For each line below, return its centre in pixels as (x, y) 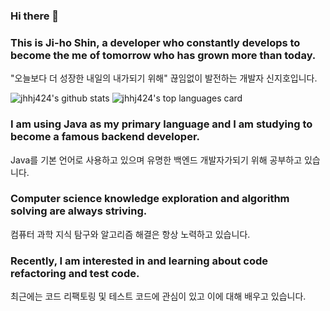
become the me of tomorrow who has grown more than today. (163, 55)
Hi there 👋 (35, 16)
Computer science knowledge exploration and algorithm (150, 199)
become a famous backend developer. (105, 137)
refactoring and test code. (75, 273)
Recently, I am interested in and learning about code (139, 261)
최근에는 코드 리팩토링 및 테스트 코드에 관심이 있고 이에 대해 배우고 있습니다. (158, 296)
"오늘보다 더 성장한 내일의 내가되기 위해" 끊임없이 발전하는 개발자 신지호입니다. (164, 78)
